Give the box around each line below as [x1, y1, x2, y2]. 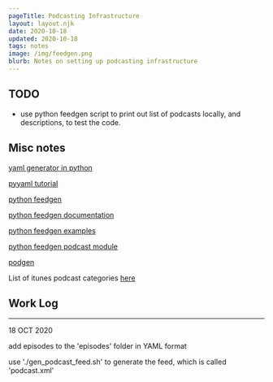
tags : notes [8, 42, 49, 50]
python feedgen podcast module [8, 241, 118, 251]
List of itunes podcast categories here [8, 273, 136, 283]
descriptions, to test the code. [19, 117, 121, 127]
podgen [8, 257, 35, 267]
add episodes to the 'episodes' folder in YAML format [8, 341, 187, 351]
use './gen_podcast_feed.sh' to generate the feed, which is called [8, 357, 227, 367]
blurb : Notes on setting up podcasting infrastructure [8, 58, 198, 66]
